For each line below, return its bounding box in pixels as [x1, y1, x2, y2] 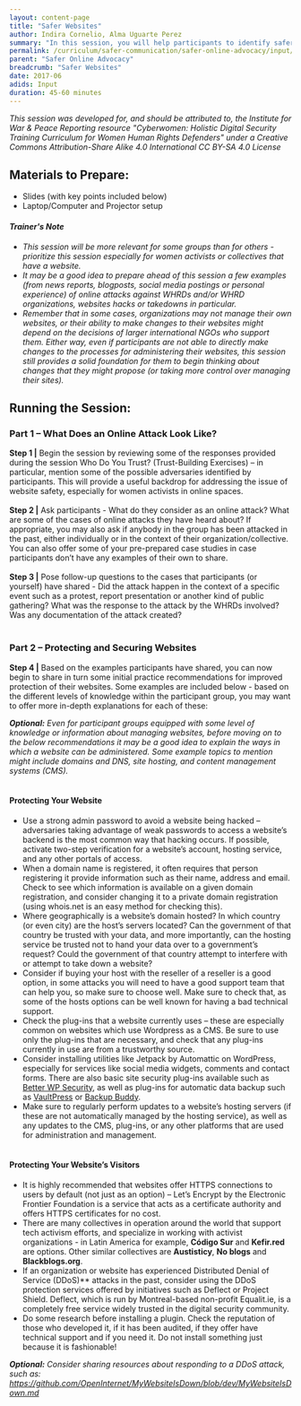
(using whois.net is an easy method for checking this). [21, 900, 223, 911]
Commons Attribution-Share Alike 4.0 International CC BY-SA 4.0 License [9, 141, 281, 152]
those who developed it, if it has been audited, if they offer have [21, 1322, 258, 1332]
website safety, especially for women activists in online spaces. [9, 486, 244, 497]
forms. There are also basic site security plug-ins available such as [21, 1072, 270, 1083]
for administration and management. [21, 1129, 157, 1140]
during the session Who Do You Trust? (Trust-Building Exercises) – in [9, 457, 264, 468]
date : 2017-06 [9, 72, 63, 81]
